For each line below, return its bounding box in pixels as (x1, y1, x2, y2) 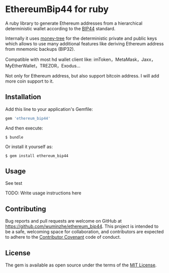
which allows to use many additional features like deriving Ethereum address (5, 40, 164, 46)
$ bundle (5, 134, 24, 140)
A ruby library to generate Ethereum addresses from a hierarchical (5, 20, 142, 26)
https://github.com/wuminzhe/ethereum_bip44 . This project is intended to (5, 223, 159, 230)
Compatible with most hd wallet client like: (5, 56, 93, 62)
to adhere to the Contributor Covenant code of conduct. (5, 234, 121, 240)
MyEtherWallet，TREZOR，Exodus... (5, 62, 80, 69)
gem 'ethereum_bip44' (5, 116, 51, 121)
